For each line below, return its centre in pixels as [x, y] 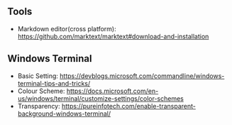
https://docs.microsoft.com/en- [112, 91]
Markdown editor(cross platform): [67, 28]
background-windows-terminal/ [64, 114]
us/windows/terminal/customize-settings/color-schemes [101, 98]
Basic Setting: [38, 76]
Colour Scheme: [41, 91]
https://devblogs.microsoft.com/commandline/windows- [142, 76]
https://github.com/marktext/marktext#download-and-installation [113, 36]
